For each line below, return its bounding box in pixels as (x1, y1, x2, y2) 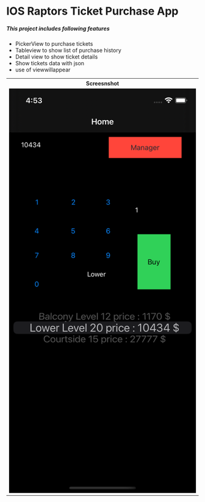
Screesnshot (85, 79, 120, 87)
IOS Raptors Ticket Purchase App (6, 4, 179, 18)
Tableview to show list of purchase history (15, 47, 122, 54)
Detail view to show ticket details (15, 53, 98, 60)
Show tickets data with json (15, 60, 84, 67)
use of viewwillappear (15, 66, 71, 74)
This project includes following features (6, 24, 110, 32)
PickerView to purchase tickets (15, 40, 93, 48)
